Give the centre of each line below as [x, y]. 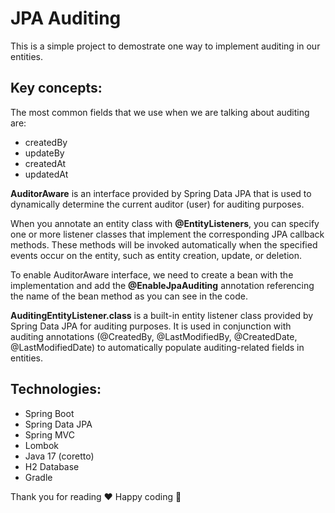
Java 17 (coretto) [59, 456]
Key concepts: [56, 88]
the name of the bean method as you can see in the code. [129, 296]
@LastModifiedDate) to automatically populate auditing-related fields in [157, 347]
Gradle [38, 477]
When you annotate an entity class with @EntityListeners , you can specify [165, 223]
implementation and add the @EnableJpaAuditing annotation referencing [162, 285]
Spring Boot [49, 413]
